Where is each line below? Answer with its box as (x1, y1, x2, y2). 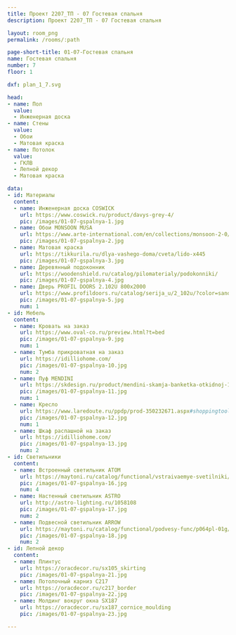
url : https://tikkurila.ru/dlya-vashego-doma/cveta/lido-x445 (20, 251, 206, 258)
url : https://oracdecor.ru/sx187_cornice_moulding (20, 604, 171, 611)
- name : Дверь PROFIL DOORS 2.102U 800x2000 (13, 283, 146, 291)
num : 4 (20, 486, 39, 493)
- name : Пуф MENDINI (13, 375, 74, 382)
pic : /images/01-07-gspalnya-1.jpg (20, 218, 124, 225)
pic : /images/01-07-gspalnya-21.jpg (20, 571, 128, 578)
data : (7, 185, 23, 192)
